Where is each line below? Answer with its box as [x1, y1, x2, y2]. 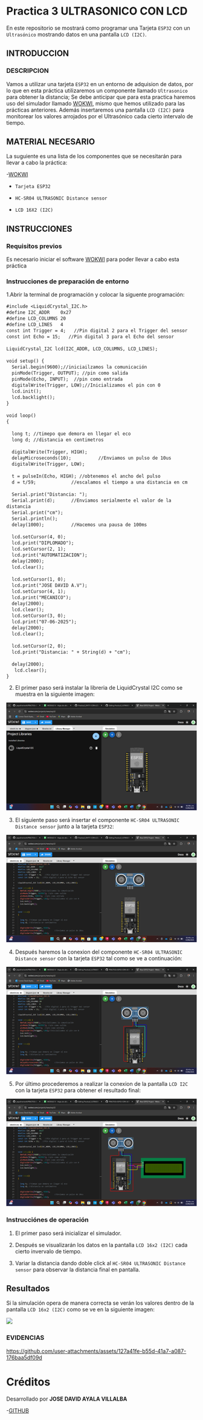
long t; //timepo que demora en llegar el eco [11, 431, 131, 437]
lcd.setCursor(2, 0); [11, 643, 66, 650]
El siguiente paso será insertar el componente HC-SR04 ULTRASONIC [14, 816, 180, 823]
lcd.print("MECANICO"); [11, 594, 71, 601]
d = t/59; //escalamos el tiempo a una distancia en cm [11, 479, 188, 486]
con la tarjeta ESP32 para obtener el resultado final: [14, 1087, 141, 1094]
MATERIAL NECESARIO [6, 136, 95, 147]
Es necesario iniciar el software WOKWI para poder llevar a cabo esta [6, 256, 179, 263]
